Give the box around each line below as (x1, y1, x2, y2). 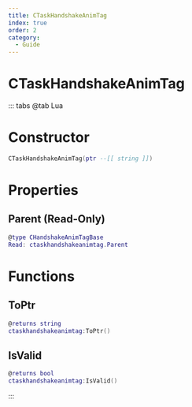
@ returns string (8, 319, 61, 327)
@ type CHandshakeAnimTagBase (8, 233, 104, 241)
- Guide (15, 41, 41, 49)
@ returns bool (8, 370, 55, 378)
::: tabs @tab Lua (8, 101, 64, 110)
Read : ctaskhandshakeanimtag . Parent (8, 241, 128, 248)
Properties (8, 181, 79, 200)
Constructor (8, 129, 90, 147)
